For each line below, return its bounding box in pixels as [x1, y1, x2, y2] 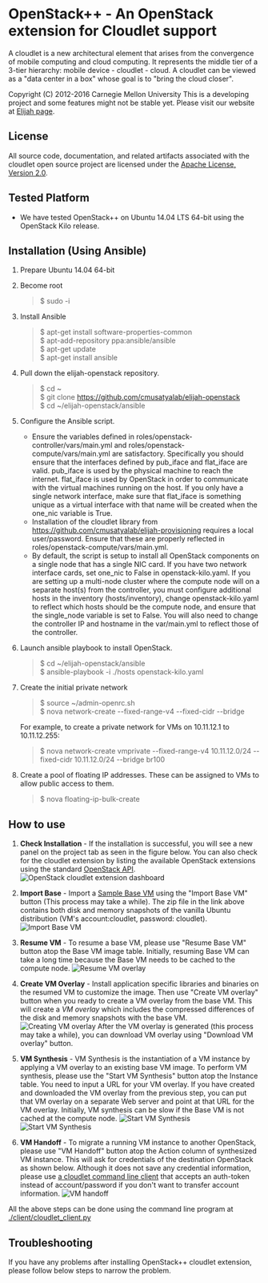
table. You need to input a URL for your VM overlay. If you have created [19, 1080, 255, 1089]
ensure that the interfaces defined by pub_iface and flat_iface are [31, 457, 248, 467]
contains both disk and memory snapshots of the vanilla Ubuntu [19, 906, 231, 915]
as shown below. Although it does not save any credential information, [19, 1163, 252, 1173]
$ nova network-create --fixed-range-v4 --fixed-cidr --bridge [39, 706, 246, 717]
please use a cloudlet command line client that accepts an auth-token [19, 1172, 250, 1181]
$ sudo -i [39, 296, 70, 306]
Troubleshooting [8, 1236, 94, 1249]
